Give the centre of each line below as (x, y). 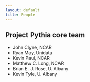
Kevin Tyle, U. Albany (35, 74)
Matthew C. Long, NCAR (38, 63)
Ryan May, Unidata (32, 53)
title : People (20, 15)
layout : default (22, 10)
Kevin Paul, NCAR (31, 58)
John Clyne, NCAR (32, 47)
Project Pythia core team (45, 35)
